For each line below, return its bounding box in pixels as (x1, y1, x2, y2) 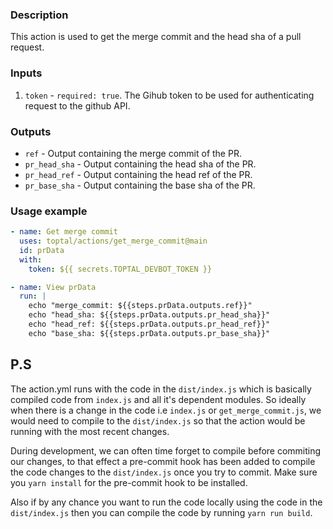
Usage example (10, 204, 88, 218)
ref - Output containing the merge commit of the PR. (24, 147, 242, 159)
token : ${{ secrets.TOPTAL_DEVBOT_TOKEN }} (28, 264, 213, 274)
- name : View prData (10, 282, 97, 292)
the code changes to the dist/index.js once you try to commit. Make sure (10, 466, 318, 478)
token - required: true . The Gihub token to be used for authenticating (24, 89, 315, 101)
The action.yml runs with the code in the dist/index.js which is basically (10, 383, 312, 395)
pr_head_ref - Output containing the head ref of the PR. (24, 168, 253, 180)
